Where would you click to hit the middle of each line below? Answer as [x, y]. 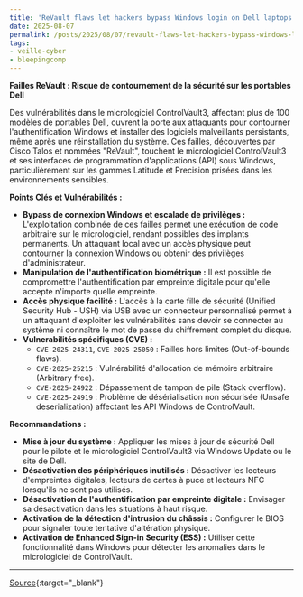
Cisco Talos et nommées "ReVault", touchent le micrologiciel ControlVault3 [148, 151]
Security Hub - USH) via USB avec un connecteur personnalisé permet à [157, 311]
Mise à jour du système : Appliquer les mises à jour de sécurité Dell [148, 442]
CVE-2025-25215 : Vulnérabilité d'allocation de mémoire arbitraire [155, 368]
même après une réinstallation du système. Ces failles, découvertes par [142, 141]
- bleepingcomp [38, 60]
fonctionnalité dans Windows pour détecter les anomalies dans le [144, 547]
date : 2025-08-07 [42, 26]
